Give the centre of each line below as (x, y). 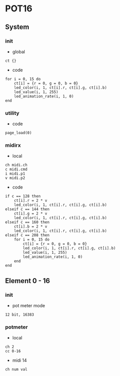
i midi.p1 (15, 174)
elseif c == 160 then (27, 222)
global (19, 51)
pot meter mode (29, 306)
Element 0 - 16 (28, 281)
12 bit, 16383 (20, 315)
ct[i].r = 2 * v (31, 201)
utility (12, 113)
